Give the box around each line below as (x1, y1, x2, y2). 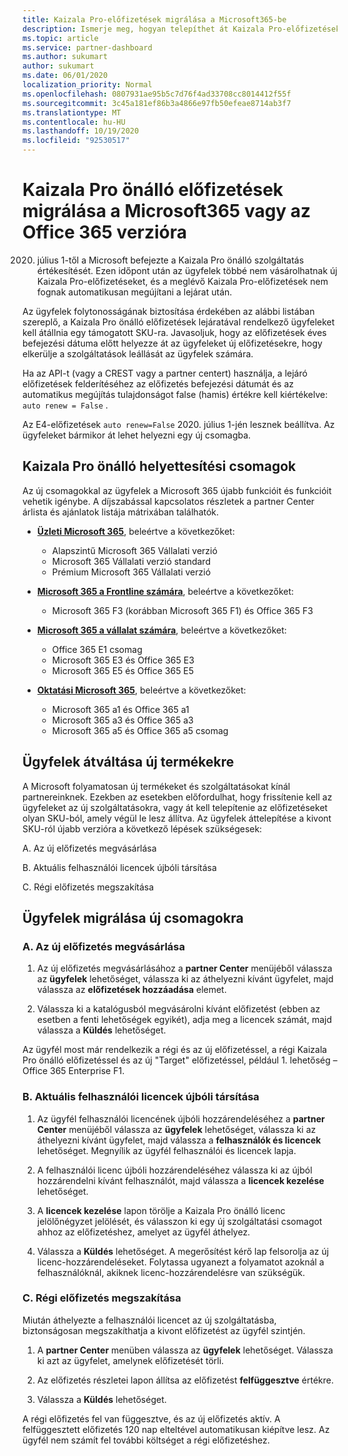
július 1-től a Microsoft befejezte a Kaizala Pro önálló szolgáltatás (36, 254, 305, 266)
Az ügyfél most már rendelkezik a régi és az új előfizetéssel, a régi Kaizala (22, 1044, 328, 1056)
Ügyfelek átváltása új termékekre (22, 754, 235, 771)
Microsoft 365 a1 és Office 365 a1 (51, 703, 190, 715)
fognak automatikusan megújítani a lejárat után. (36, 286, 233, 298)
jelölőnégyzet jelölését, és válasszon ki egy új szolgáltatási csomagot (36, 1215, 323, 1227)
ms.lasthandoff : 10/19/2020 (22, 126, 140, 136)
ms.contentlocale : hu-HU (22, 117, 126, 127)
